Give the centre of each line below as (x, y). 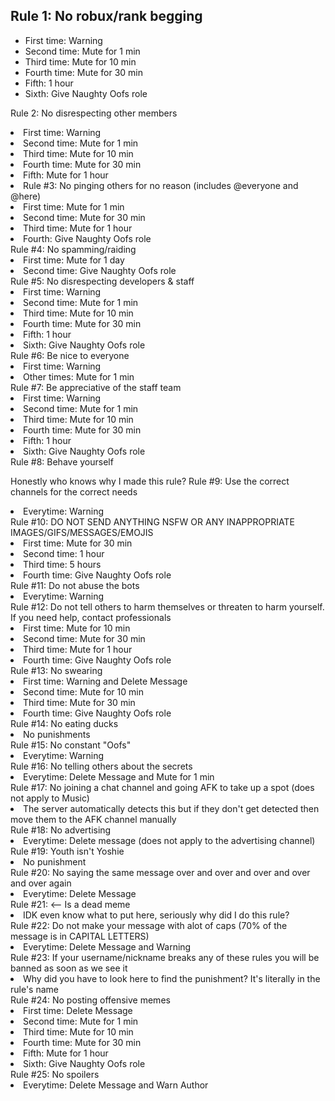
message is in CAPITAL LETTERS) (80, 936)
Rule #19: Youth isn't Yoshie (67, 851)
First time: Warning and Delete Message (105, 681)
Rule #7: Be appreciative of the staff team (96, 387)
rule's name (34, 989)
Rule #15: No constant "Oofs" (71, 745)
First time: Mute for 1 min (74, 206)
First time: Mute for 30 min (78, 543)
